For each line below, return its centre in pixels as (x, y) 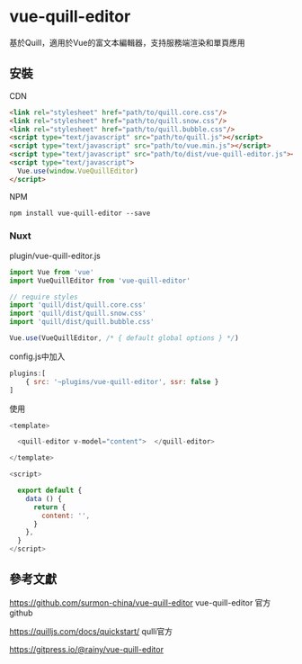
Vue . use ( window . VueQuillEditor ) (78, 171)
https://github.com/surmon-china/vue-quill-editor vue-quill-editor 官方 (140, 602)
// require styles (44, 297)
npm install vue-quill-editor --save (80, 213)
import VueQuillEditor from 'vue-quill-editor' (100, 281)
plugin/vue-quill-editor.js (55, 256)
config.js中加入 (37, 356)
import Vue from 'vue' (52, 272)
